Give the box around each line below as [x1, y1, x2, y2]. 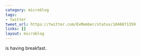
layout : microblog [5, 31, 44, 36]
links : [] [5, 26, 27, 32]
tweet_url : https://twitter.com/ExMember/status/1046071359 [5, 21, 136, 27]
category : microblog [5, 7, 50, 13]
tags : [5, 12, 17, 17]
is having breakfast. [5, 45, 47, 51]
